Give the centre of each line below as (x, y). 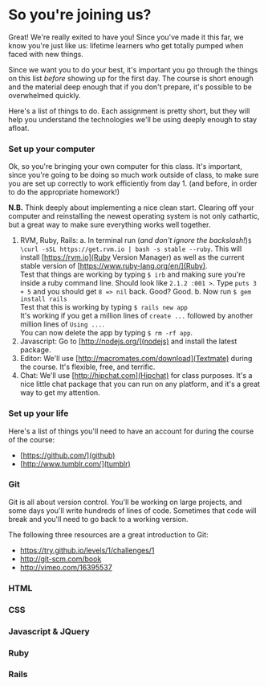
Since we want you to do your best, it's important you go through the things (133, 69)
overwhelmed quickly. (45, 95)
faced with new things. (46, 54)
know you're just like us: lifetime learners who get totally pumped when (126, 45)
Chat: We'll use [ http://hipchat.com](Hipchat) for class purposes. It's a (136, 376)
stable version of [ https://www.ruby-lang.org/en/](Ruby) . (114, 266)
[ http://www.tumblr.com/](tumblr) (75, 463)
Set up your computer (52, 149)
